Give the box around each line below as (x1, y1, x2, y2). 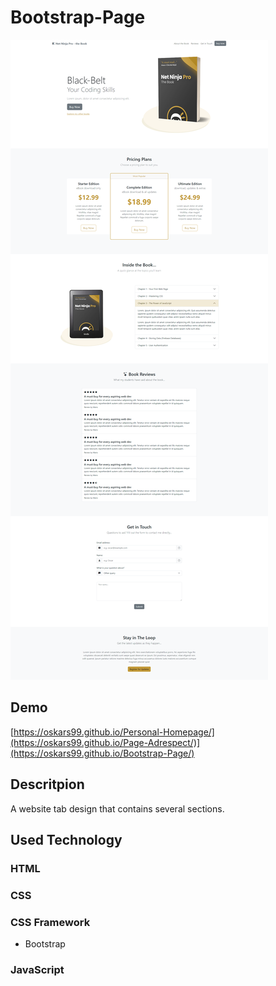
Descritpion (10, 776, 85, 793)
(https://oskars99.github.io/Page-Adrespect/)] (10, 736, 201, 748)
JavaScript (10, 963, 65, 977)
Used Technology (10, 831, 123, 848)
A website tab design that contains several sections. (10, 802, 225, 815)
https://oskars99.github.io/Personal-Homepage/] (13, 726, 215, 738)
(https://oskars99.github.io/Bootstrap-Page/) (10, 747, 195, 759)
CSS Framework (10, 915, 91, 929)
